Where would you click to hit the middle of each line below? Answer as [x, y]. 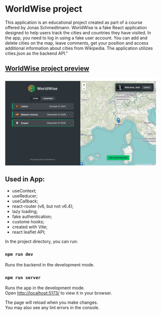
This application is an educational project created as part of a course [74, 22]
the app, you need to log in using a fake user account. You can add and [76, 38]
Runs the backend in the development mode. [50, 265]
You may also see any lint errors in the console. [52, 308]
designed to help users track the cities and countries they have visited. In [78, 33]
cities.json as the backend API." [37, 53]
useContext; [24, 191]
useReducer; [25, 196]
